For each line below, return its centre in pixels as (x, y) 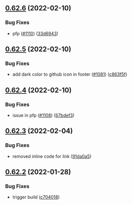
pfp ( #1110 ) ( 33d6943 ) (35, 33)
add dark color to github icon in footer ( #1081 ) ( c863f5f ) (70, 74)
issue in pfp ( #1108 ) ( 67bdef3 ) (43, 115)
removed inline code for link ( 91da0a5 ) (52, 156)
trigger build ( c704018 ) (36, 197)
